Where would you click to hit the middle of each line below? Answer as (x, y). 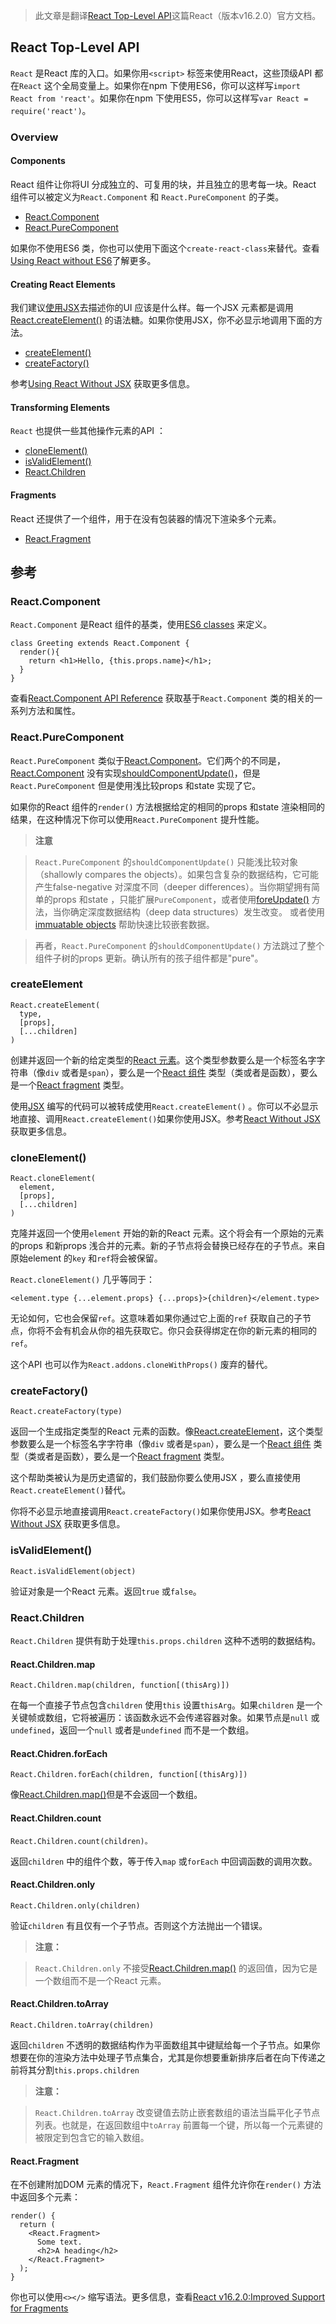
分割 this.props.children (88, 2070)
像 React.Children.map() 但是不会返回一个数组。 (106, 1795)
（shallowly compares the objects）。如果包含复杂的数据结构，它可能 (177, 874)
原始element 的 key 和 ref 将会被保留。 (86, 1258)
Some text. (59, 2242)
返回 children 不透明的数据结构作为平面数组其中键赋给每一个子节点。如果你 (165, 2045)
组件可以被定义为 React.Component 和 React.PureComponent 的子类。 (147, 196)
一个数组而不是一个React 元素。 (100, 1980)
